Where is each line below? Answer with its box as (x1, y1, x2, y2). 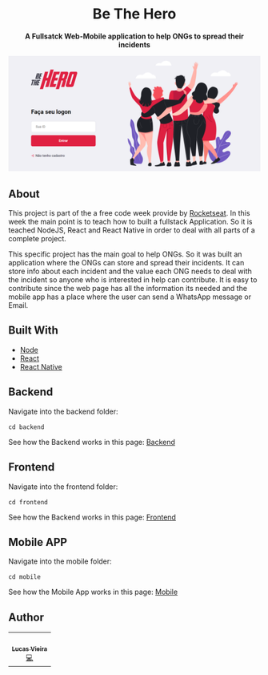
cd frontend (8, 498, 48, 506)
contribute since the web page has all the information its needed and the (8, 284, 248, 293)
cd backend (8, 422, 45, 431)
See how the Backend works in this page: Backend (8, 437, 176, 447)
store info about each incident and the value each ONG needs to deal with (8, 266, 252, 277)
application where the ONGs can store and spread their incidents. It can (8, 258, 245, 268)
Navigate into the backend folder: (8, 406, 118, 416)
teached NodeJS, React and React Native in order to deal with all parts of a (8, 225, 256, 235)
